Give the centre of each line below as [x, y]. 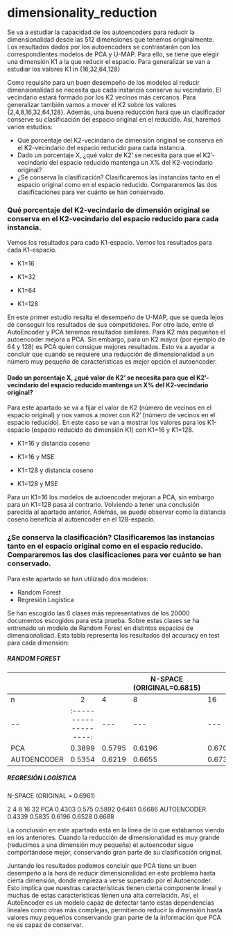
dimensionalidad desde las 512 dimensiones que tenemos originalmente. [111, 39]
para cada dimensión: [38, 643]
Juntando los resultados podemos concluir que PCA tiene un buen [102, 865]
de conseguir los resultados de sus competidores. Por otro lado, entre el [110, 325]
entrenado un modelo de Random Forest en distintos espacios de [101, 628]
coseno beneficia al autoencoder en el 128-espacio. [81, 519]
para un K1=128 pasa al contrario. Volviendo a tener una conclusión [103, 505]
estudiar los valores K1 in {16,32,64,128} [64, 69]
